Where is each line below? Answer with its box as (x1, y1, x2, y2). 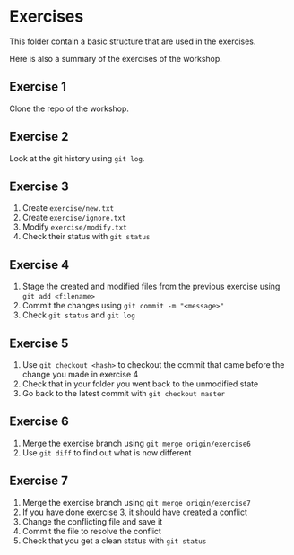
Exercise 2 (9, 129, 69, 144)
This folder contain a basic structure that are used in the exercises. (9, 36, 256, 47)
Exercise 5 (9, 335, 69, 351)
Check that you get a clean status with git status (22, 535, 207, 546)
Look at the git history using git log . (9, 152, 145, 163)
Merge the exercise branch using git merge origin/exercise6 (22, 438, 251, 448)
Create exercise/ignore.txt (22, 212, 126, 223)
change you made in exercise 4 (22, 369, 139, 379)
